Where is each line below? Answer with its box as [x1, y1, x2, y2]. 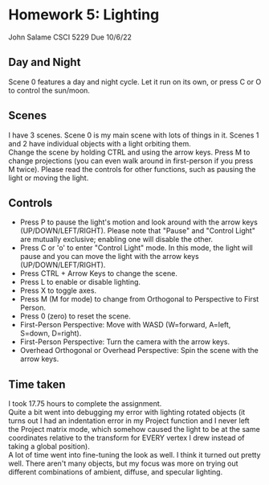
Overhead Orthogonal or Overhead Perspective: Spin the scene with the [19, 346, 259, 356]
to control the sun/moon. [8, 85, 91, 95]
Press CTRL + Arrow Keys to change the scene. [19, 269, 178, 278]
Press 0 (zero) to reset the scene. [19, 311, 131, 321]
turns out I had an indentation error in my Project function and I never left [8, 416, 251, 425]
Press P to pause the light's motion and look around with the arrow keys [19, 217, 259, 227]
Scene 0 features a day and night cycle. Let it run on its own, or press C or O [8, 76, 262, 86]
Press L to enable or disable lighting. [19, 277, 141, 287]
